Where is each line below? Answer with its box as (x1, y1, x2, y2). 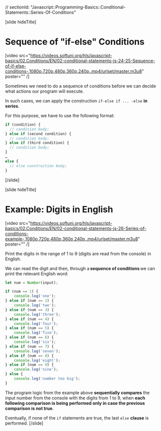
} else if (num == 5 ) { (5, 325, 54, 331)
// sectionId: (5, 4, 30, 10)
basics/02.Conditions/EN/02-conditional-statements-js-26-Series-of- (5, 225, 147, 231)
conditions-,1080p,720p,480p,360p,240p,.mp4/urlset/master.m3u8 (5, 68, 142, 74)
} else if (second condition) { (5, 131, 71, 136)
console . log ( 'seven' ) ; (14, 349, 61, 354)
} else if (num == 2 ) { (5, 298, 54, 303)
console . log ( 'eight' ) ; (14, 358, 61, 363)
